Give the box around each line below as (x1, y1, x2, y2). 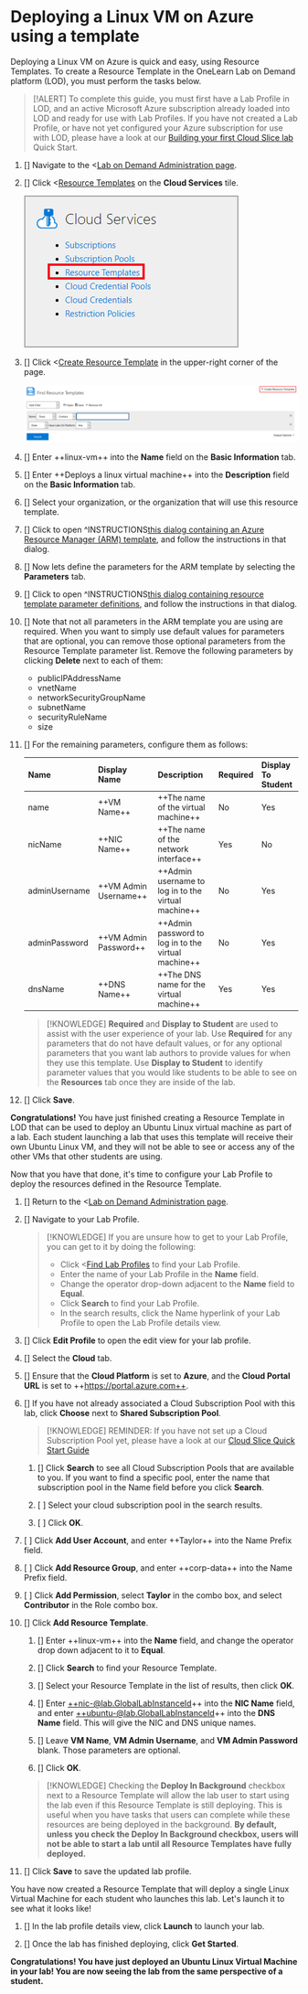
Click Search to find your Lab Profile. (59, 1298, 200, 1309)
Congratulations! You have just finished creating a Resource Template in (10, 1113, 285, 1124)
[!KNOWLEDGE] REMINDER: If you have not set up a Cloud (46, 1425, 268, 1436)
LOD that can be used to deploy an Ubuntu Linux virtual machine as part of (10, 1122, 292, 1133)
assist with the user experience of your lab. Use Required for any (46, 1029, 292, 1040)
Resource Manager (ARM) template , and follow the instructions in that (23, 534, 287, 545)
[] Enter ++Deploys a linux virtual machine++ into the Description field (23, 469, 290, 481)
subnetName (37, 702, 86, 713)
